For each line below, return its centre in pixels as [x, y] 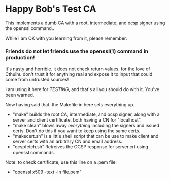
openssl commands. [34, 153]
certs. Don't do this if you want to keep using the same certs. [76, 131]
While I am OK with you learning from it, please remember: [66, 38]
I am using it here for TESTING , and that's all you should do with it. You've [82, 89]
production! [20, 57]
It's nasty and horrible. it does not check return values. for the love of [78, 69]
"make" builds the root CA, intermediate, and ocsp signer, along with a [86, 114]
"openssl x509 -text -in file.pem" [47, 172]
